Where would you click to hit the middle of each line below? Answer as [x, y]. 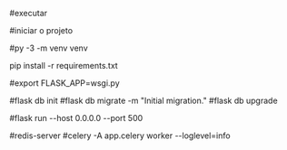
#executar [29, 13]
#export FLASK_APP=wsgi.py [64, 83]
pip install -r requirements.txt [64, 66]
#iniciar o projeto [41, 30]
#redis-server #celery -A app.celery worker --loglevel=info [120, 136]
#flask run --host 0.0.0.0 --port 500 [76, 118]
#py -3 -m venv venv [49, 48]
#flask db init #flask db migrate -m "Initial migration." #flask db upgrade [144, 100]
